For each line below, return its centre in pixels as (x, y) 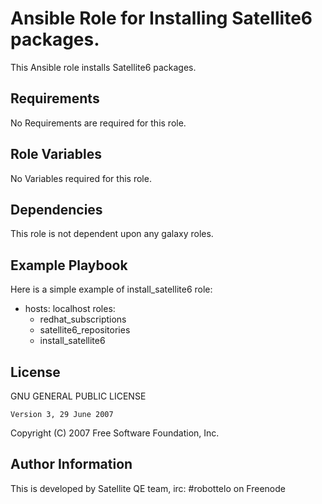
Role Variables (56, 154)
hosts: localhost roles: (70, 309)
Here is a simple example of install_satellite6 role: (111, 289)
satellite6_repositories (85, 330)
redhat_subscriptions (83, 319)
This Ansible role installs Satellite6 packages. (103, 67)
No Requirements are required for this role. (98, 123)
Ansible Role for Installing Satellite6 (161, 18)
